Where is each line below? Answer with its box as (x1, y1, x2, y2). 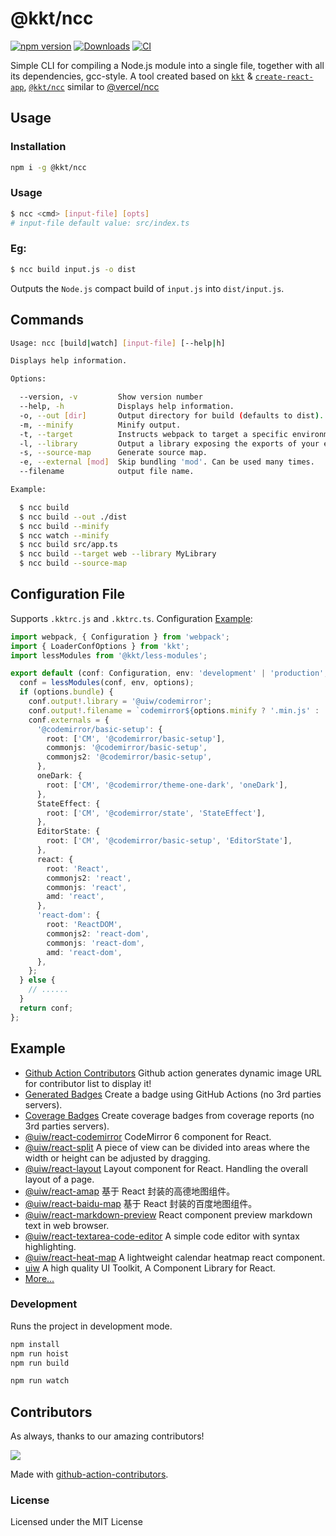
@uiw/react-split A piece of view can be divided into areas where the (24, 1141, 310, 1153)
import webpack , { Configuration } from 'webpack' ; (10, 632, 230, 642)
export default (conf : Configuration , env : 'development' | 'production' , (10, 668, 329, 679)
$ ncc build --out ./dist (19, 512, 128, 522)
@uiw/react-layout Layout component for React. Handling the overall (24, 1162, 308, 1174)
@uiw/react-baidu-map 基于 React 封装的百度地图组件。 (24, 1197, 258, 1209)
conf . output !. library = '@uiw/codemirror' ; (28, 697, 213, 707)
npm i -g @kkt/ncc (10, 162, 87, 172)
